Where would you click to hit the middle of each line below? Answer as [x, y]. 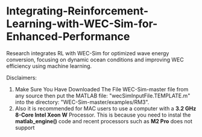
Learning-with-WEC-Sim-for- [82, 24]
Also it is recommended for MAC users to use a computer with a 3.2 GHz [106, 108]
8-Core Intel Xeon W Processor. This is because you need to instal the [103, 115]
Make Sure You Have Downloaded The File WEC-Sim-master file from [102, 89]
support [25, 127]
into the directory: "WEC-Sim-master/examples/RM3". [82, 102]
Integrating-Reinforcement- [77, 11]
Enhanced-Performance [68, 37]
